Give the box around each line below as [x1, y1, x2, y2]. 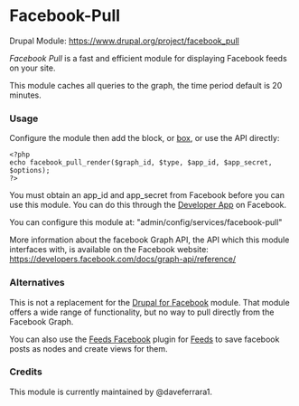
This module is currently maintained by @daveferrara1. [9, 386, 212, 397]
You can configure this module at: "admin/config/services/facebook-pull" [9, 217, 283, 228]
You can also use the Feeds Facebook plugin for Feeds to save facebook [9, 334, 280, 345]
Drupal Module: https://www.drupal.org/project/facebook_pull [9, 35, 239, 46]
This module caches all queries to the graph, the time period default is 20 [9, 80, 283, 90]
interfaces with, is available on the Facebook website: [9, 244, 210, 255]
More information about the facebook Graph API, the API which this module [9, 234, 290, 245]
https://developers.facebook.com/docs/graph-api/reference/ [9, 254, 237, 265]
